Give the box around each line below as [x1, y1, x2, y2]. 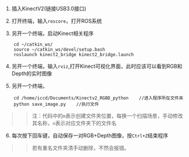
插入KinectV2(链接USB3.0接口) [11, 5, 86, 12]
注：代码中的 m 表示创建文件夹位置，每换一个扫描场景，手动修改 [32, 113, 183, 119]
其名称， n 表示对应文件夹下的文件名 [32, 120, 117, 127]
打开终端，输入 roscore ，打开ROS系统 [11, 18, 102, 25]
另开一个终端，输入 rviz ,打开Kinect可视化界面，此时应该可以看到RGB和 [11, 63, 183, 69]
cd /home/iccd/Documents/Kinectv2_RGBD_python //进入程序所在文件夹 [13, 95, 184, 101]
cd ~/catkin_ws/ [13, 41, 54, 47]
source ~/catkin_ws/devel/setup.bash [13, 47, 106, 53]
